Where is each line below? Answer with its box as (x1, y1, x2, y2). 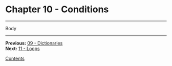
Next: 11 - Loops (5, 45, 40, 52)
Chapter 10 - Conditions (5, 4, 109, 15)
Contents (5, 55, 25, 61)
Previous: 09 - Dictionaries (5, 40, 63, 46)
